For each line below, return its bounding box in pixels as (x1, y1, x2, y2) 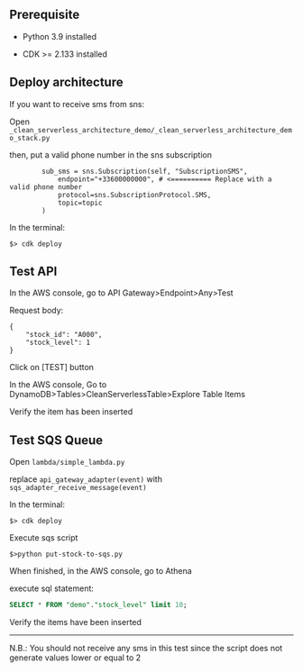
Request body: (9, 305, 64, 316)
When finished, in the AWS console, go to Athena (9, 566, 192, 577)
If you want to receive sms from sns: (9, 98, 145, 109)
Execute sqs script (9, 532, 78, 543)
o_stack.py (9, 133, 50, 142)
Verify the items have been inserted (9, 617, 142, 628)
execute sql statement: (9, 583, 95, 594)
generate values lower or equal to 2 (9, 652, 142, 663)
